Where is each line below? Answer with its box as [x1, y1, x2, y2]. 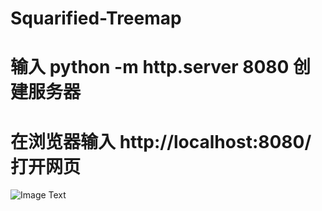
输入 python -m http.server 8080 [10, 56, 290, 79]
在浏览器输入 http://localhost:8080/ [10, 130, 312, 153]
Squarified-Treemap [10, 7, 182, 30]
